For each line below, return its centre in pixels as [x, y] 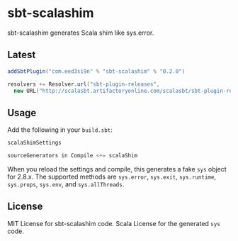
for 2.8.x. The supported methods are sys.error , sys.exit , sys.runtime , [112, 176]
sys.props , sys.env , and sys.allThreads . [66, 184]
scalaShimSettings [34, 143]
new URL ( [27, 91]
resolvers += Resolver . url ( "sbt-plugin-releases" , [84, 84]
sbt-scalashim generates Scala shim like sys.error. [81, 33]
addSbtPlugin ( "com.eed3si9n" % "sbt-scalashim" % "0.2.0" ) [96, 71]
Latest [22, 55]
